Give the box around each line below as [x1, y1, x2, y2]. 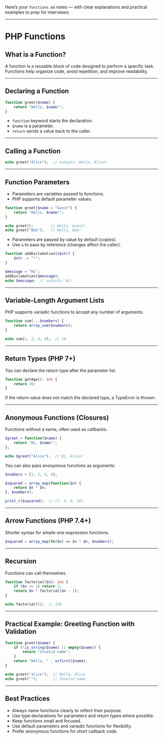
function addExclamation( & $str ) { [5, 251, 75, 256]
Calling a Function [5, 147, 61, 155]
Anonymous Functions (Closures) [5, 413, 109, 422]
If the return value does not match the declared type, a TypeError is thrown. [5, 395, 156, 401]
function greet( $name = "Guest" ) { [5, 205, 77, 210]
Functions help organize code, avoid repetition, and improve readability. [5, 68, 148, 74]
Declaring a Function [5, 87, 69, 96]
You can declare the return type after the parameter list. [5, 368, 116, 373]
